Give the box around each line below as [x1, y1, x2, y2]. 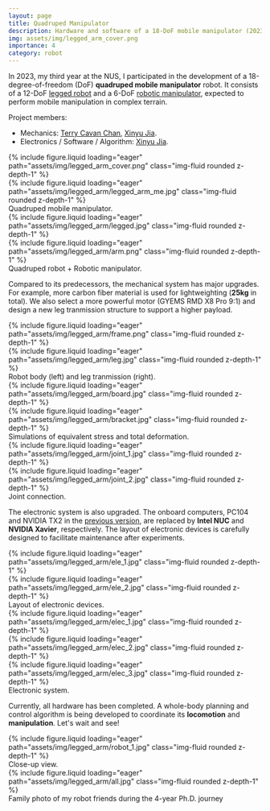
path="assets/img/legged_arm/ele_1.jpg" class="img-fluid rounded [8, 557, 229, 566]
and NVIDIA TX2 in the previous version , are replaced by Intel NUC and [8, 516, 244, 525]
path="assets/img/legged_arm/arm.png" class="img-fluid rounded [8, 246, 229, 256]
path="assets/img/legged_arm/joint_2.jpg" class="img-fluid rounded [8, 474, 235, 484]
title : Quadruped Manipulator [8, 19, 110, 27]
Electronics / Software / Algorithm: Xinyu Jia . [19, 137, 169, 146]
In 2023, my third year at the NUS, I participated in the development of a [8, 72, 247, 81]
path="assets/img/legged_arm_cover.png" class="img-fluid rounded [8, 161, 235, 170]
